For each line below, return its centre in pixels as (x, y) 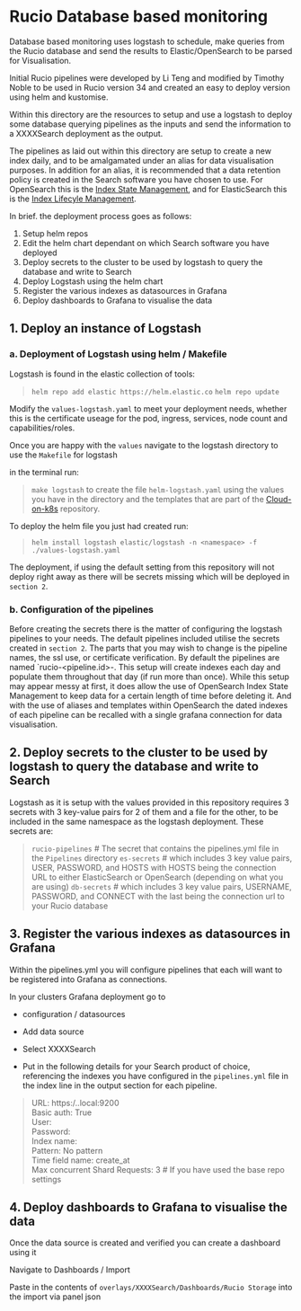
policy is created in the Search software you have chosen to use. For (136, 179)
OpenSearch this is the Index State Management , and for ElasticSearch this (148, 189)
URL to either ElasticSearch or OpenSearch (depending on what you (157, 877)
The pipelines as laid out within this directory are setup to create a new (141, 151)
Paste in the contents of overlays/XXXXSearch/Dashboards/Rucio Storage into (151, 1288)
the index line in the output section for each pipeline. (120, 1085)
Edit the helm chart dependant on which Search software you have (146, 243)
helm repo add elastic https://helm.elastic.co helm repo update (155, 392)
